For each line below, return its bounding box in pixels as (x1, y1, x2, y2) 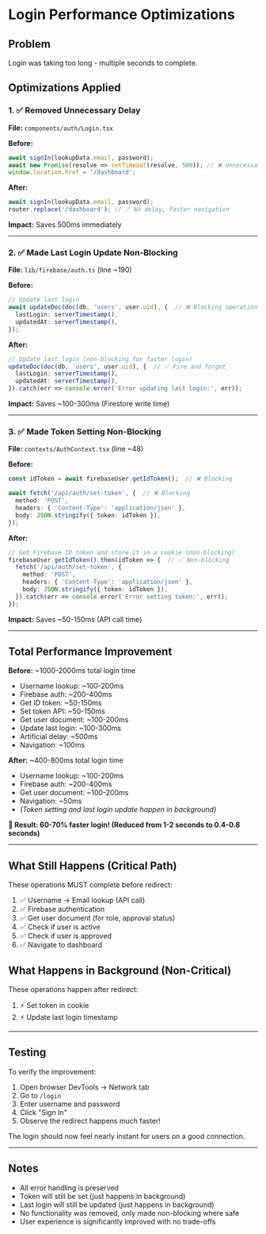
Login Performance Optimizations (8, 6, 235, 24)
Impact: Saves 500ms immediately (8, 220, 122, 229)
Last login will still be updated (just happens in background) (19, 1200, 215, 1209)
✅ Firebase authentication (19, 905, 105, 914)
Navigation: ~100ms (19, 740, 85, 750)
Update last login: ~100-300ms (19, 724, 121, 733)
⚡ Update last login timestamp (19, 1013, 119, 1022)
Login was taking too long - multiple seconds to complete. (8, 58, 198, 67)
